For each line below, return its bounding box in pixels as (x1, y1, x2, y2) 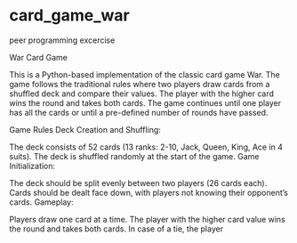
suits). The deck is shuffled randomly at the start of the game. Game (9, 150, 260, 161)
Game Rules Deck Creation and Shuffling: (9, 124, 162, 134)
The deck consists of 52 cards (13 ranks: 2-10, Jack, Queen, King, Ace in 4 (9, 142, 283, 152)
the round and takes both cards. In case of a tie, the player (9, 223, 224, 234)
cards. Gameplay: (9, 197, 74, 207)
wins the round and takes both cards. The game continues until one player (9, 97, 282, 108)
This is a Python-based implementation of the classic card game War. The (9, 69, 280, 80)
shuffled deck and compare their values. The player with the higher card (9, 88, 274, 99)
